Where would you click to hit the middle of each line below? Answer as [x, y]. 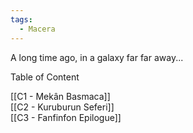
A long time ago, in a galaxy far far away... [97, 57]
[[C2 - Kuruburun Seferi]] [62, 107]
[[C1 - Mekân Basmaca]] [60, 96]
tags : [21, 19]
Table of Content [45, 77]
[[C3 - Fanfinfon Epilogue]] [66, 117]
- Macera [37, 29]
